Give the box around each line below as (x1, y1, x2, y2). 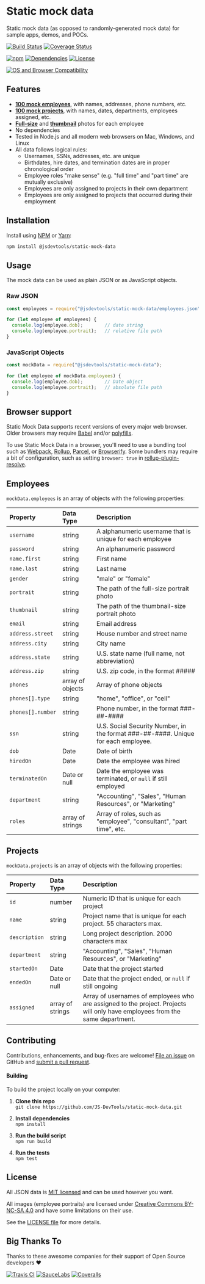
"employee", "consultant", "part (96, 817, 187, 825)
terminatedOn (9, 775, 48, 782)
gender (9, 575, 29, 582)
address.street (9, 630, 54, 637)
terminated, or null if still (96, 774, 168, 783)
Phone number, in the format (96, 704, 179, 713)
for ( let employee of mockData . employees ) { (6, 373, 121, 379)
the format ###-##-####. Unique (96, 730, 195, 738)
